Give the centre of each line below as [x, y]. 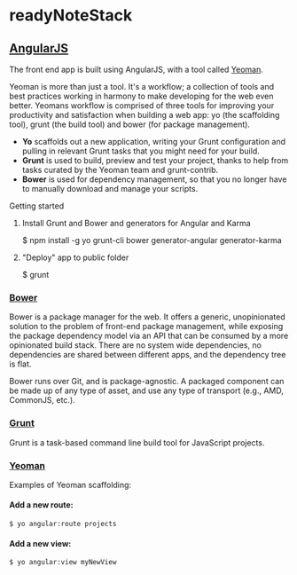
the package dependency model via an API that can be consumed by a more [149, 336]
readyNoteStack [71, 16]
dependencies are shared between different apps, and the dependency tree [148, 355]
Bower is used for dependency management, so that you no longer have [154, 179]
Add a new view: [40, 543]
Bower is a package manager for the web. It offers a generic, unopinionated [147, 317]
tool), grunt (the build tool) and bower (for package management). [130, 124]
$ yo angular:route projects [63, 524]
